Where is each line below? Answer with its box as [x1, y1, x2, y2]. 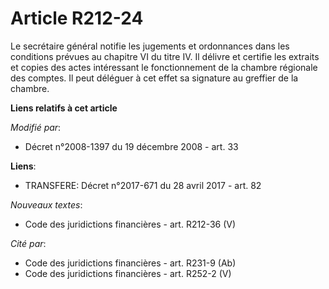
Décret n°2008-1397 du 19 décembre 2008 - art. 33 [24, 140, 239, 152]
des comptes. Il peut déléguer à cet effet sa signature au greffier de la [10, 72, 299, 84]
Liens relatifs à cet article [10, 102, 118, 114]
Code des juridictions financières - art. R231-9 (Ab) [24, 257, 237, 269]
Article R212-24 [10, 7, 144, 30]
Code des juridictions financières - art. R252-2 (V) [24, 267, 232, 279]
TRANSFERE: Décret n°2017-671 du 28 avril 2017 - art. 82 [24, 179, 262, 191]
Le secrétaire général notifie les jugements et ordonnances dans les [10, 40, 290, 52]
